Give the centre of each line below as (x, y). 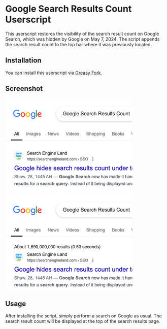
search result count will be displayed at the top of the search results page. (83, 321)
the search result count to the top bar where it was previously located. (79, 44)
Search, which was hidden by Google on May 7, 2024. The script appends (82, 39)
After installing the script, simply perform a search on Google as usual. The (84, 316)
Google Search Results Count (69, 9)
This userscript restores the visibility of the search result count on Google (82, 34)
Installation (23, 61)
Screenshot (24, 89)
